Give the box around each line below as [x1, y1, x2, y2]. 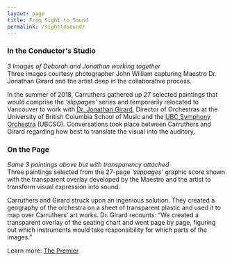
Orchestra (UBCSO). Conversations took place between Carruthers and [7, 120, 212, 128]
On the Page [7, 144, 50, 154]
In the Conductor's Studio [7, 46, 96, 56]
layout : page [7, 10, 45, 17]
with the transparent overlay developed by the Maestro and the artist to [7, 175, 211, 183]
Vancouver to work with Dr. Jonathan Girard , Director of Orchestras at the [7, 105, 218, 113]
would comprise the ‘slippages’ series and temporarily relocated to [7, 97, 199, 106]
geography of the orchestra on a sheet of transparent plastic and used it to [7, 203, 221, 212]
